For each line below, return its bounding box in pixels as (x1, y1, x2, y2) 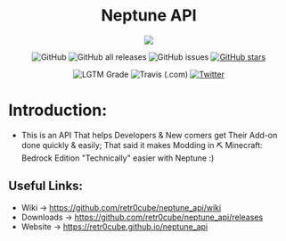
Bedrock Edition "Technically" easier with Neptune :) (20, 153, 215, 163)
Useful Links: (8, 179, 84, 194)
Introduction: (8, 100, 108, 120)
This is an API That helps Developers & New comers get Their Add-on (20, 129, 278, 140)
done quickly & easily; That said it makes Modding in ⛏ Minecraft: (20, 139, 264, 150)
